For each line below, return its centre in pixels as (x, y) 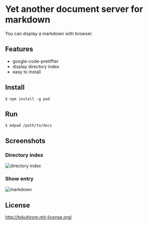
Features (19, 49)
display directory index (36, 66)
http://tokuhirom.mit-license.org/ (38, 217)
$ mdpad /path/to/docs (29, 125)
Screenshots (25, 141)
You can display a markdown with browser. (49, 33)
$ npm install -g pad (28, 99)
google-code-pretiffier (35, 61)
